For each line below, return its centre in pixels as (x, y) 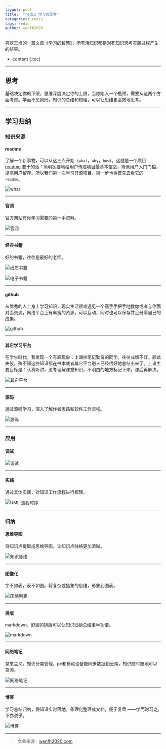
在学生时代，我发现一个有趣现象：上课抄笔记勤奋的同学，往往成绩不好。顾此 (83, 357)
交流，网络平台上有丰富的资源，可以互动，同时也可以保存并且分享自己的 (87, 313)
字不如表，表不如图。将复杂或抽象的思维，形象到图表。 (61, 586)
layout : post (19, 10)
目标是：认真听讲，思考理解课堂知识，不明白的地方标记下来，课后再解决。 (85, 370)
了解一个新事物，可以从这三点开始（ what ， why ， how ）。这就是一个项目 (76, 161)
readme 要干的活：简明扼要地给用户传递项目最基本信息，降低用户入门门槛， (83, 167)
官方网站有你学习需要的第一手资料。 (42, 218)
